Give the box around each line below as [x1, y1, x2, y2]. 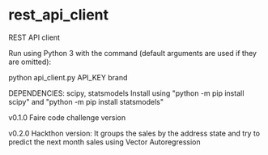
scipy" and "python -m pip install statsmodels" [8, 97, 164, 106]
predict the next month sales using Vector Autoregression [8, 136, 201, 147]
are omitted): [8, 57, 51, 67]
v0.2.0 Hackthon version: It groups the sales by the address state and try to [8, 128, 261, 138]
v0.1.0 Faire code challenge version [8, 112, 126, 123]
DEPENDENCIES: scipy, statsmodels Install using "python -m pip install [8, 88, 245, 98]
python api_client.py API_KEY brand [8, 72, 128, 82]
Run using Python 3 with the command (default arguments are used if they [8, 48, 257, 58]
